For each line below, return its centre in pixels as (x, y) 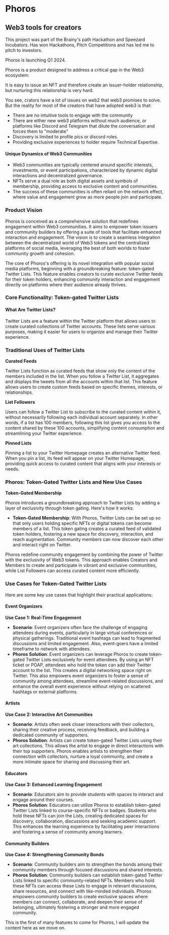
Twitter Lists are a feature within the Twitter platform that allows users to (80, 321)
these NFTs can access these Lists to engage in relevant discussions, (85, 886)
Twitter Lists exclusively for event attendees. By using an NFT (90, 659)
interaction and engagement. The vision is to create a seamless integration (83, 237)
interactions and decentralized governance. (58, 176)
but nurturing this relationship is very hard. (49, 90)
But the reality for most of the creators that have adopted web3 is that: (78, 106)
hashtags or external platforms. (45, 692)
